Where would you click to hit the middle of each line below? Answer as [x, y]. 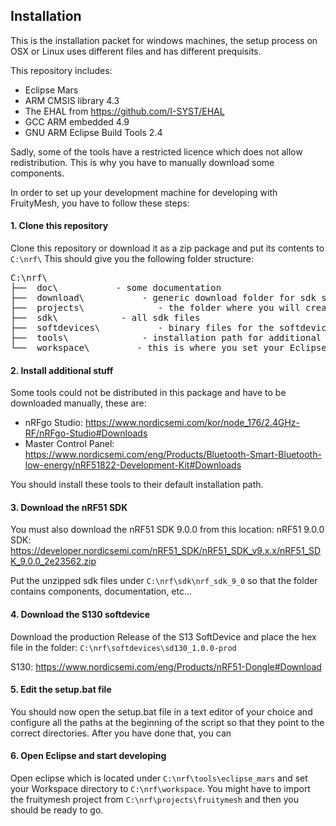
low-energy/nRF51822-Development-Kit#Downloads [133, 465]
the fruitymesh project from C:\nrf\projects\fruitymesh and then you [154, 800]
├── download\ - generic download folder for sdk [163, 298]
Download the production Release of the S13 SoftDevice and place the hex [163, 636]
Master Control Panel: [69, 444]
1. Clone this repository [59, 226]
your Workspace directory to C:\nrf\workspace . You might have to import [160, 789]
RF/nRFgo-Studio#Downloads [86, 433]
